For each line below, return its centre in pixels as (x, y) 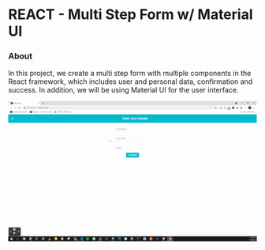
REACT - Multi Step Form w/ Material (131, 15)
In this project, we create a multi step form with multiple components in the (130, 74)
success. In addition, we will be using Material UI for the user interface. (123, 90)
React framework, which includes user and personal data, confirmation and (131, 81)
